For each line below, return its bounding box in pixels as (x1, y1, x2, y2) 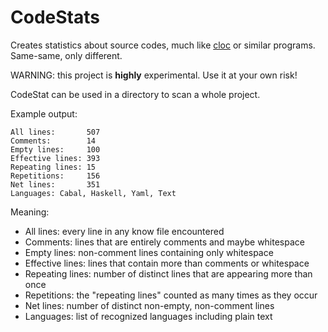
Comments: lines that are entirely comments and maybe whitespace (24, 236, 305, 248)
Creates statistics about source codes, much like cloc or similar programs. (10, 39, 316, 51)
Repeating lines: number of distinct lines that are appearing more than (24, 267, 313, 280)
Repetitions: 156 (10, 171, 101, 181)
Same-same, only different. (10, 49, 123, 61)
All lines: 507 (10, 127, 101, 137)
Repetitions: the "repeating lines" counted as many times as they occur (24, 289, 318, 301)
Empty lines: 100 (10, 144, 101, 155)
